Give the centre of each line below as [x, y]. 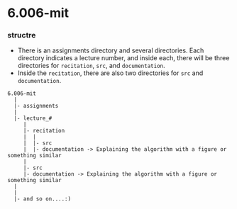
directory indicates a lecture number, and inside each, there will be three [123, 58]
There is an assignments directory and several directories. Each [111, 50]
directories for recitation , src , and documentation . [91, 66]
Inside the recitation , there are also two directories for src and [110, 73]
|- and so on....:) [43, 199]
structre [22, 35]
